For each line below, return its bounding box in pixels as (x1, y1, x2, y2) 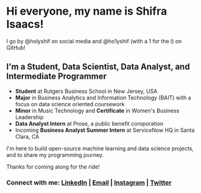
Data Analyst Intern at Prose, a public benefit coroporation (15, 120, 164, 127)
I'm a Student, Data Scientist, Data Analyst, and (6, 62, 190, 72)
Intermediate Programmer (6, 71, 107, 82)
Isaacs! (6, 17, 44, 31)
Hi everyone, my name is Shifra (6, 4, 167, 18)
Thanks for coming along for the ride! (6, 163, 100, 170)
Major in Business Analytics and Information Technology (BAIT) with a (15, 93, 192, 101)
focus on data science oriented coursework (15, 100, 125, 107)
